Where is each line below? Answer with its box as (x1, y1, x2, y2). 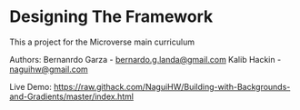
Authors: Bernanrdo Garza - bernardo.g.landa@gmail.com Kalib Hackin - (9, 54, 282, 65)
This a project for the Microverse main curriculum (9, 36, 195, 47)
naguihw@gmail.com (9, 64, 88, 75)
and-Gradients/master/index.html (9, 91, 135, 102)
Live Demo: (9, 81, 52, 92)
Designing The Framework (9, 6, 214, 27)
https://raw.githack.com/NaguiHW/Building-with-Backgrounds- (53, 81, 291, 92)
